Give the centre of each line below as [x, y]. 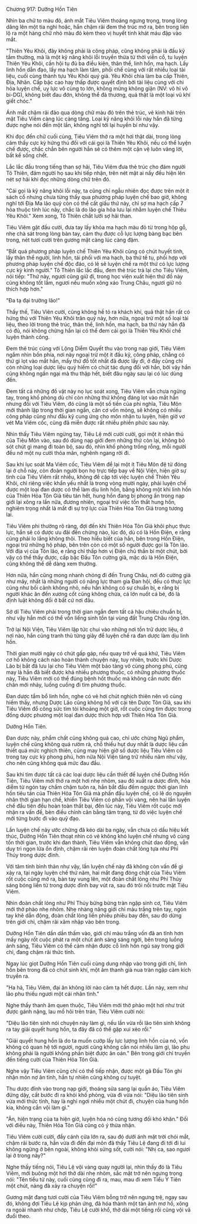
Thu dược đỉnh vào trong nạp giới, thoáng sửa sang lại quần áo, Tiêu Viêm [96, 1089]
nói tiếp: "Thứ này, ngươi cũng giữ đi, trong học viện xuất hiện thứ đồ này [95, 276]
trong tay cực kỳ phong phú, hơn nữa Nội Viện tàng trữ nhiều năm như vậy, [96, 757]
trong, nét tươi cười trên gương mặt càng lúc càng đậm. [73, 240]
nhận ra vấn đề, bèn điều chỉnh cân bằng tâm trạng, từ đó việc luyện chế [94, 812]
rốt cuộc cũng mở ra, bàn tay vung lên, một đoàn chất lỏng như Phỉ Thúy [94, 879]
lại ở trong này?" [26, 1155]
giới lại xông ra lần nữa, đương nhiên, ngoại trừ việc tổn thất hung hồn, [91, 502]
